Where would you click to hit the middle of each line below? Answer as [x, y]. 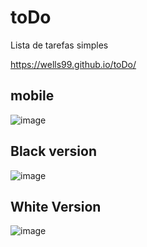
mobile [32, 96]
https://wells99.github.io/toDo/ [73, 64]
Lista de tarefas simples [59, 45]
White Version [56, 206]
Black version [53, 151]
